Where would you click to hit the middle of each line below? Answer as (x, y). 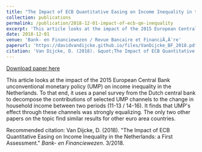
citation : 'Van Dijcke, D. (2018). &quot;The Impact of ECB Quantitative (101, 51)
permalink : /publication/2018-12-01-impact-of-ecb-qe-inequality (90, 23)
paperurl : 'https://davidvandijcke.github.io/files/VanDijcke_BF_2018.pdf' (103, 46)
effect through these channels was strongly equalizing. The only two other (98, 112)
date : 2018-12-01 (28, 34)
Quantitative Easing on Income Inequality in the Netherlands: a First (90, 136)
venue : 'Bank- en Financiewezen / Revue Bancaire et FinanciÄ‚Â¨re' (94, 40)
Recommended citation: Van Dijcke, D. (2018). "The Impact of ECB (88, 130)
